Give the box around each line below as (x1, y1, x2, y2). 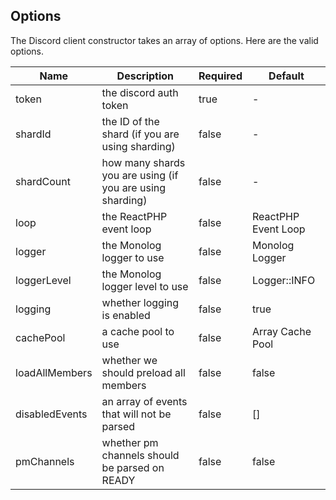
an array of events (101, 394, 188, 408)
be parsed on (101, 460, 165, 474)
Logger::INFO (251, 273, 316, 287)
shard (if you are (101, 127, 180, 141)
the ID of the (101, 114, 160, 128)
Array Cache (251, 324, 312, 338)
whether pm (101, 435, 159, 449)
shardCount (15, 174, 71, 188)
